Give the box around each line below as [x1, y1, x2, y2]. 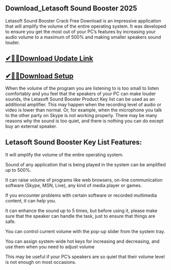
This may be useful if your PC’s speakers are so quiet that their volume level [5, 253, 165, 260]
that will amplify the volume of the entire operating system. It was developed [5, 23, 166, 29]
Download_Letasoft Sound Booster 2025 [5, 4, 137, 13]
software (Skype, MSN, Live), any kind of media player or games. [5, 182, 142, 188]
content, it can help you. [5, 197, 56, 204]
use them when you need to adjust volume [5, 243, 95, 250]
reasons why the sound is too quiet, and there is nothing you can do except [5, 118, 164, 124]
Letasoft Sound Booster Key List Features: [5, 138, 142, 147]
